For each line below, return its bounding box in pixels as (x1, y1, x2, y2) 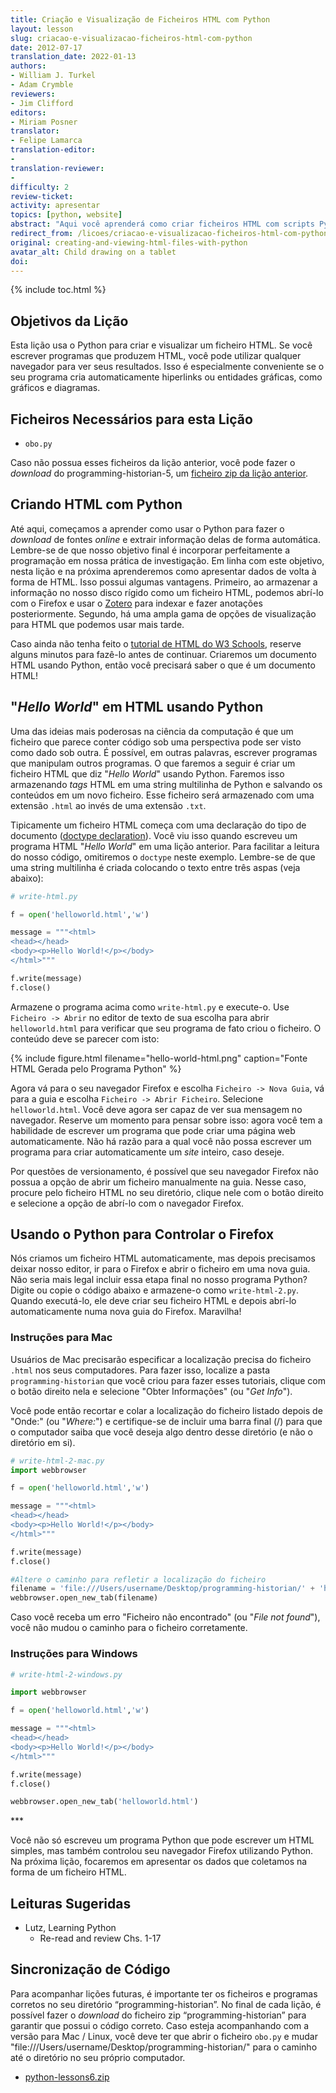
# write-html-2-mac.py (10, 1456, 105, 1466)
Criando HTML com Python (10, 496, 183, 513)
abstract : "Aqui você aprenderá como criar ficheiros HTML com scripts (10, 219, 315, 230)
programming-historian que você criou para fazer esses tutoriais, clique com (10, 1374, 327, 1386)
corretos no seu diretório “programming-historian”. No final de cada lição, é (10, 1998, 322, 2010)
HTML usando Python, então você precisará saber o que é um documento (10, 659, 316, 671)
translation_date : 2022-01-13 (10, 52, 137, 62)
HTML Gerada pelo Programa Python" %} (10, 1062, 182, 1075)
